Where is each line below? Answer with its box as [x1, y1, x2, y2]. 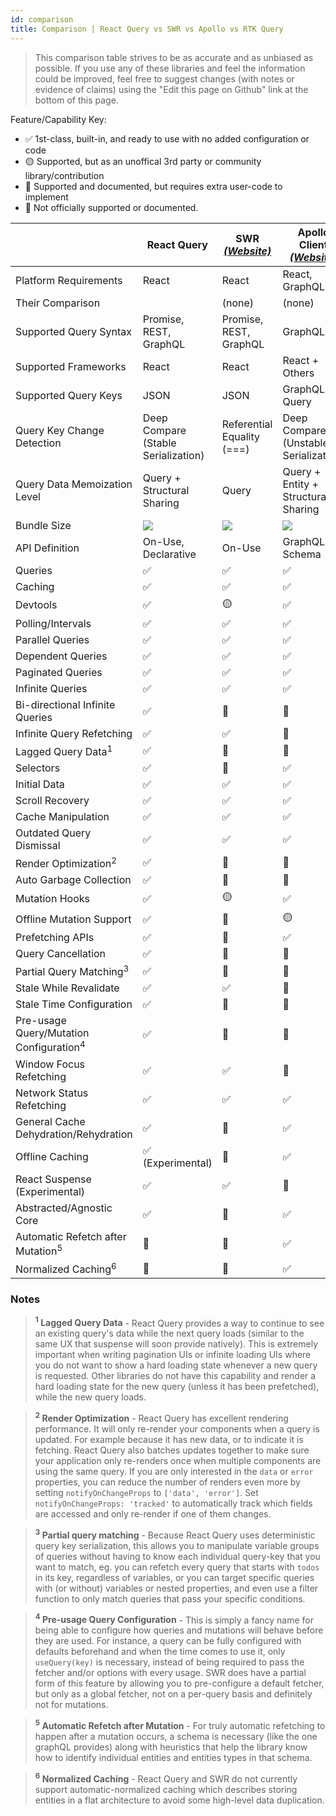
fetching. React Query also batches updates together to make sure [34, 1444, 310, 1456]
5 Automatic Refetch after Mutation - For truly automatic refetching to [34, 1718, 326, 1732]
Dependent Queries [15, 649, 108, 663]
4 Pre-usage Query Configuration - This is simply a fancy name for [34, 1612, 314, 1626]
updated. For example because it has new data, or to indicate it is [34, 1434, 304, 1446]
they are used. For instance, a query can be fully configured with [34, 1635, 302, 1647]
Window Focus [15, 1057, 86, 1071]
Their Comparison [15, 296, 101, 310]
